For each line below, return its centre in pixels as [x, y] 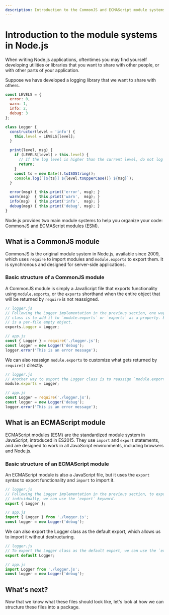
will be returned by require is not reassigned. [52, 299]
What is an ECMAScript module [55, 423]
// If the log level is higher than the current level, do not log [91, 160]
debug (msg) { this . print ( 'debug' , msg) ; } [55, 206]
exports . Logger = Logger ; [32, 327]
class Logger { [21, 127]
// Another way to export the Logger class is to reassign [68, 379]
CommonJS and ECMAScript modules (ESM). [52, 226]
